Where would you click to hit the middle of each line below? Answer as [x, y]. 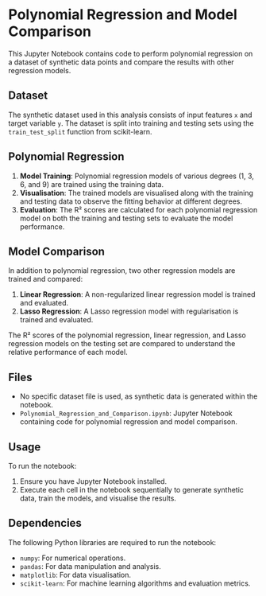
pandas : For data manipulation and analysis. [90, 566]
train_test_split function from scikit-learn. [80, 131]
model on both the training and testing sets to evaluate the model [126, 218]
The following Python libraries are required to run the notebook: [112, 542]
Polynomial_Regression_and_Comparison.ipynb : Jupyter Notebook [126, 413]
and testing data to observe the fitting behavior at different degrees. [131, 201]
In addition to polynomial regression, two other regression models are [122, 271]
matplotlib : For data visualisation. [75, 575]
